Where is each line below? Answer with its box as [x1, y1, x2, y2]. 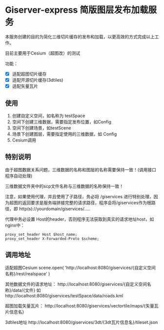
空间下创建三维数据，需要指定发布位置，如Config [12, 119, 111, 124]
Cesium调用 [12, 137, 37, 143]
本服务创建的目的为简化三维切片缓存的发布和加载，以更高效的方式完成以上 [5, 34, 155, 40]
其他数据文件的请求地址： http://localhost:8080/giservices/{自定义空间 [5, 281, 147, 287]
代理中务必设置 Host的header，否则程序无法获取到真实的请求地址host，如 [5, 216, 154, 222]
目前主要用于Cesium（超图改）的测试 [5, 50, 81, 56]
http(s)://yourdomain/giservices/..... [19, 206, 91, 211]
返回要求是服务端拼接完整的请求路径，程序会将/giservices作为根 [21, 200, 151, 206]
